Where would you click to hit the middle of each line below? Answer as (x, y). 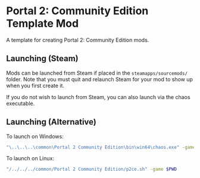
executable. (21, 103)
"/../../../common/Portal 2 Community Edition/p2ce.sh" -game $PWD (92, 169)
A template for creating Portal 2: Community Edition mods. (78, 40)
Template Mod (43, 23)
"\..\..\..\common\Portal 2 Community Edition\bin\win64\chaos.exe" (93, 147)
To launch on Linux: (30, 158)
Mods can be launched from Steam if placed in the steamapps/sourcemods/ (97, 73)
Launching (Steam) (42, 58)
